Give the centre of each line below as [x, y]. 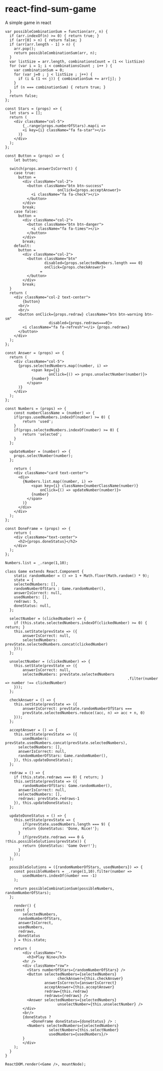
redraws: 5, [26, 601]
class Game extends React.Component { [44, 571]
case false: [26, 212]
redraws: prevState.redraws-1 [49, 798]
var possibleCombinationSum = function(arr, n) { [57, 31]
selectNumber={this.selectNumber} [84, 1030]
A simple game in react [28, 23]
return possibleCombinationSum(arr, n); [55, 53]
